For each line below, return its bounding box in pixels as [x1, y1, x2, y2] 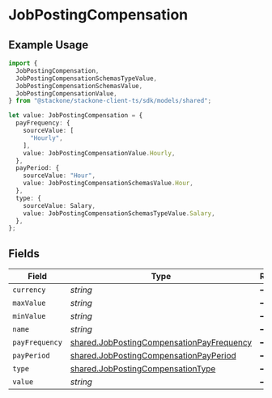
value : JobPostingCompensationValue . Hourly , [23, 149, 176, 157]
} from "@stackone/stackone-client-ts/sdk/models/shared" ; [8, 97, 212, 105]
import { [8, 59, 38, 67]
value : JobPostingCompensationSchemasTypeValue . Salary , [23, 209, 216, 218]
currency [12, 286, 46, 294]
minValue [12, 311, 46, 321]
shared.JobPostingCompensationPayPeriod [70, 350, 236, 362]
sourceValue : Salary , [23, 201, 96, 210]
